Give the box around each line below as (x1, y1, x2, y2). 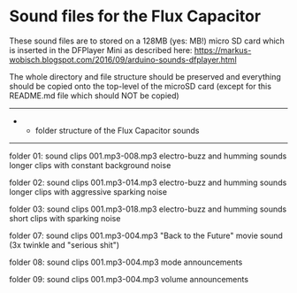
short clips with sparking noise (9, 212, 121, 223)
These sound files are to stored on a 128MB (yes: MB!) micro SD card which (9, 35, 286, 46)
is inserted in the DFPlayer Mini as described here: (9, 44, 193, 55)
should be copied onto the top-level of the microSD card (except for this (9, 81, 272, 91)
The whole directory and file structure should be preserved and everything (9, 71, 281, 81)
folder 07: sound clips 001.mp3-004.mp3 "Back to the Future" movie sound (9, 230, 283, 241)
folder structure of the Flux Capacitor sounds (34, 125, 200, 135)
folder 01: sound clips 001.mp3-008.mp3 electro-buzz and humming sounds (9, 150, 287, 161)
